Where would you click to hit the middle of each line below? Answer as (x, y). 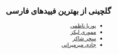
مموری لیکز (83, 32)
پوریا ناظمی (83, 25)
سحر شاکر (84, 38)
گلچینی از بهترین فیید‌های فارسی (58, 11)
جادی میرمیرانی (79, 44)
